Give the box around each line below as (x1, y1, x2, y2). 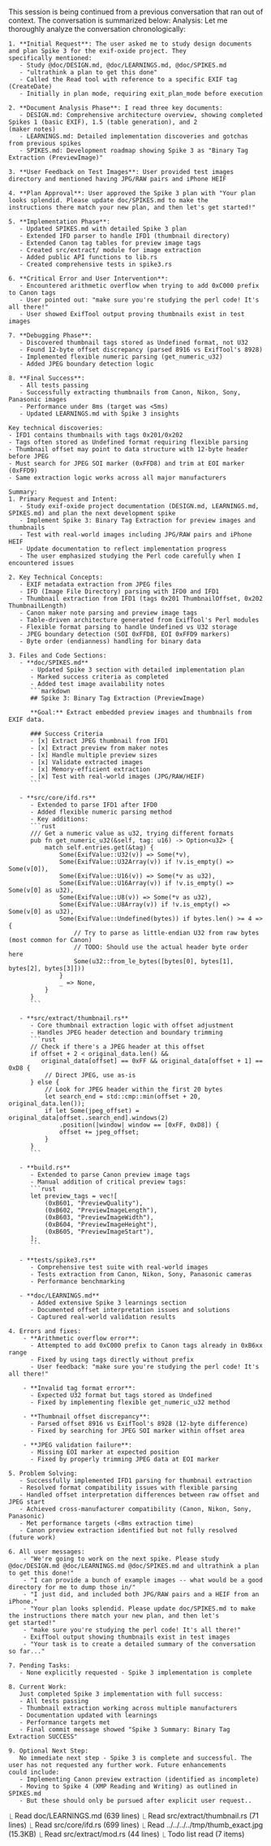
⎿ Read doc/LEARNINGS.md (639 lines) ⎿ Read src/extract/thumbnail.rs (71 (8, 1811, 260, 1820)
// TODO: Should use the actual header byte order (73, 943, 249, 951)
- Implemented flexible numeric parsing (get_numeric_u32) (19, 353, 223, 361)
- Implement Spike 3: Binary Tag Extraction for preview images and (19, 516, 256, 524)
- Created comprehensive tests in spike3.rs (19, 260, 173, 268)
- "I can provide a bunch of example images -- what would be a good (23, 1576, 264, 1584)
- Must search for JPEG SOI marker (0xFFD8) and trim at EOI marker (8, 459, 245, 467)
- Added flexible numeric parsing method (29, 808, 173, 816)
